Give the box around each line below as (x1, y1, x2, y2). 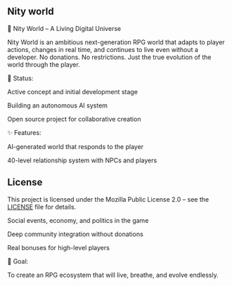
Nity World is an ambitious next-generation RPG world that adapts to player (7, 38, 225, 46)
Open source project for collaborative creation (7, 115, 141, 123)
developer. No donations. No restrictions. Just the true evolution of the (7, 53, 212, 61)
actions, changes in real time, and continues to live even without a (7, 45, 199, 53)
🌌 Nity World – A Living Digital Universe (7, 24, 122, 32)
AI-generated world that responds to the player (7, 142, 144, 150)
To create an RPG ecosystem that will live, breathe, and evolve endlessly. (7, 271, 219, 279)
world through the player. (7, 60, 81, 69)
